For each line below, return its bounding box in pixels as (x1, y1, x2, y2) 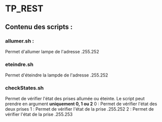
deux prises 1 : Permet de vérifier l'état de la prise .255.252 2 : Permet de (5, 106, 154, 112)
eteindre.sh (5, 61, 34, 68)
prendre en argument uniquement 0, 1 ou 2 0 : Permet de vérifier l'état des (5, 101, 157, 107)
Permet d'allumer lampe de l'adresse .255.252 (5, 48, 99, 54)
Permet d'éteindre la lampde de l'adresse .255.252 (5, 72, 109, 78)
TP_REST (5, 3, 43, 14)
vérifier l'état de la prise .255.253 (5, 112, 73, 118)
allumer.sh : (5, 38, 35, 44)
